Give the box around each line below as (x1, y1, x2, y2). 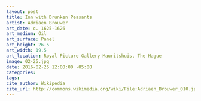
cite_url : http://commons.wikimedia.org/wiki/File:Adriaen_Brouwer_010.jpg (6, 86, 199, 92)
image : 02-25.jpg (6, 58, 50, 64)
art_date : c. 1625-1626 (6, 25, 66, 31)
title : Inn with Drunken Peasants (6, 14, 93, 20)
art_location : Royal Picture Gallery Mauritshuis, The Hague (6, 53, 162, 59)
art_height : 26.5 (6, 42, 50, 48)
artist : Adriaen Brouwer (6, 20, 68, 26)
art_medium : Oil (6, 31, 47, 37)
